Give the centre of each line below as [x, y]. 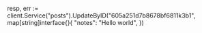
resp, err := [23, 8]
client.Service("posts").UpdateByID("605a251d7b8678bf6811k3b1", [101, 15]
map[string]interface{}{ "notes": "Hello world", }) [76, 23]
